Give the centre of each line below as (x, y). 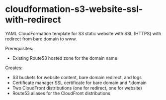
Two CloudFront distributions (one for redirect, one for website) (77, 88)
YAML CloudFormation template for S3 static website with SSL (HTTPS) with (83, 33)
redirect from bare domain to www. (41, 39)
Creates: (14, 68)
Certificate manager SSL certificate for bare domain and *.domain (79, 83)
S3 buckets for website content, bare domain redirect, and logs (77, 77)
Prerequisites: (19, 48)
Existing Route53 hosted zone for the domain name (65, 58)
